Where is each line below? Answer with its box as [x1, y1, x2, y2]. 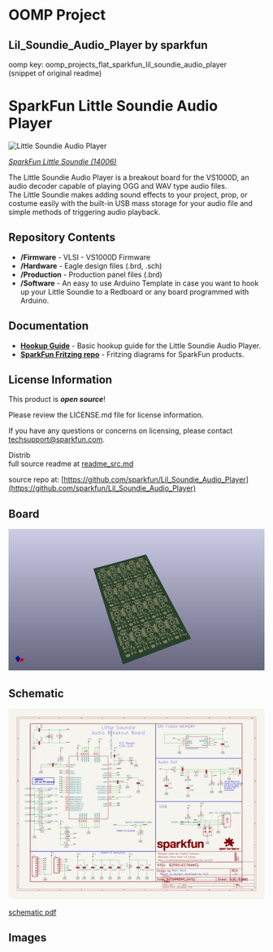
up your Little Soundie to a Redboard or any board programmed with [19, 286, 249, 296]
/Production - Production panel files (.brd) [19, 269, 162, 279]
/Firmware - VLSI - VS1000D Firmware [19, 252, 151, 262]
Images [8, 931, 47, 945]
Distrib [8, 450, 31, 461]
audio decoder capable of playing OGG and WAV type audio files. [8, 181, 227, 190]
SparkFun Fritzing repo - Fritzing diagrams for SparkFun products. [19, 349, 245, 359]
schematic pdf [8, 907, 57, 917]
